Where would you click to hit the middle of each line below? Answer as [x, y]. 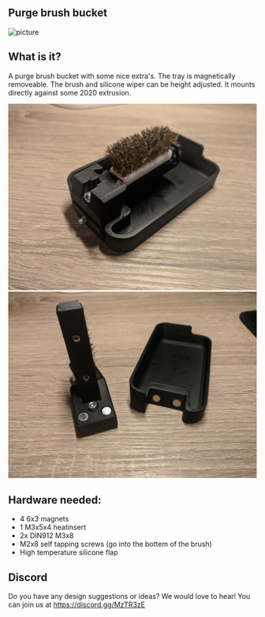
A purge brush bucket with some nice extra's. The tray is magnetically [122, 76]
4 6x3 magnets [44, 519]
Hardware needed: [55, 500]
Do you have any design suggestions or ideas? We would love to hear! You [129, 596]
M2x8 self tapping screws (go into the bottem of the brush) [116, 544]
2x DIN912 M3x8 [47, 536]
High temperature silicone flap [69, 552]
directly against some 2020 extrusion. [70, 92]
